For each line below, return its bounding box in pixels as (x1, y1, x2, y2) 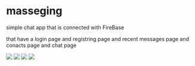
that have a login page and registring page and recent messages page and (6, 35, 190, 42)
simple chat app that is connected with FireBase (6, 24, 124, 31)
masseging (6, 4, 63, 18)
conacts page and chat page (6, 42, 77, 49)
